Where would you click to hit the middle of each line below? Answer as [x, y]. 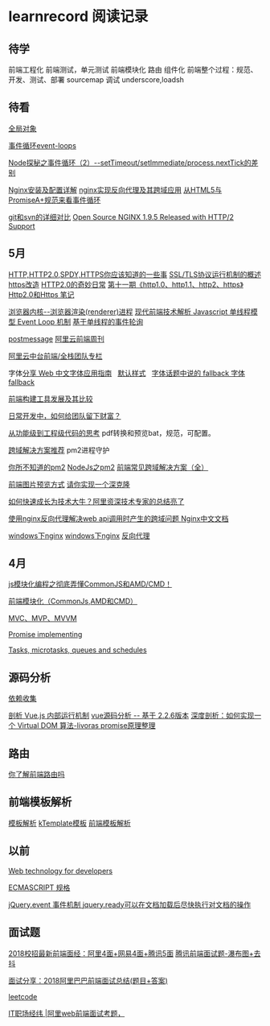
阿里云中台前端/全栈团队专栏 [55, 356]
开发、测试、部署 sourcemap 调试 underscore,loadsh [96, 80]
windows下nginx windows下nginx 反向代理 [79, 536]
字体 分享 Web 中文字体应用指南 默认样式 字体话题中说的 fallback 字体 [127, 373]
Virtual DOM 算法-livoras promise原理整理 [86, 726]
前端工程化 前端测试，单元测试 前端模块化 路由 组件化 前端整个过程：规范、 [133, 70]
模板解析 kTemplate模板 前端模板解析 [70, 823]
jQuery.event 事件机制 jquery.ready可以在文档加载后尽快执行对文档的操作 [130, 904]
